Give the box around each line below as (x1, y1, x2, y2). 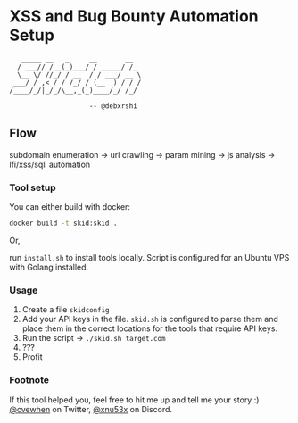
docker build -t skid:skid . (9, 219, 118, 228)
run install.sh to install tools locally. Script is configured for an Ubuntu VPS (9, 252, 290, 262)
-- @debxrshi (88, 101, 138, 111)
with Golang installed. (9, 261, 89, 272)
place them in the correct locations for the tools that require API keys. (21, 323, 278, 334)
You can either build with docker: (9, 202, 131, 212)
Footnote (9, 374, 49, 386)
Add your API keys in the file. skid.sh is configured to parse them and (21, 314, 279, 325)
